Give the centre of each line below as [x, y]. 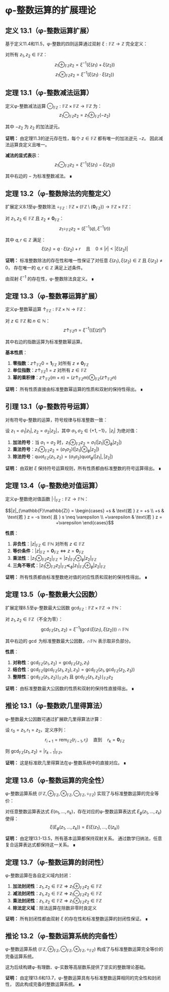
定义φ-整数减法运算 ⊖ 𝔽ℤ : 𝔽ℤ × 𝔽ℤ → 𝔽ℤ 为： [54, 107]
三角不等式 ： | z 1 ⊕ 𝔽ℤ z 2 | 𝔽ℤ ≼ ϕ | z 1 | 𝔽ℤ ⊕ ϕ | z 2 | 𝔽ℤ [59, 566]
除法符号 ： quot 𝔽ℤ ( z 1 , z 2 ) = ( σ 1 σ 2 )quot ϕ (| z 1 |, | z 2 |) [63, 457]
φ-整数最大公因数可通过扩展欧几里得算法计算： [54, 719]
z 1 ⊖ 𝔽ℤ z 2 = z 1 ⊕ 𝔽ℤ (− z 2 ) [85, 116]
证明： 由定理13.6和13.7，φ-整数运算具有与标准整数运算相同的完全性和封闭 [83, 978]
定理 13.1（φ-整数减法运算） [49, 93]
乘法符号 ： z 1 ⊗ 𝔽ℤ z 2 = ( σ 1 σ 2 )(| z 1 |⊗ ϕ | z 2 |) [56, 450]
